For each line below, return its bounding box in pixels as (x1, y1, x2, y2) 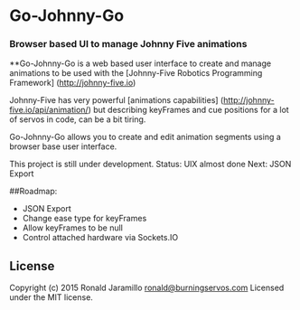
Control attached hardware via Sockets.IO (22, 232, 179, 243)
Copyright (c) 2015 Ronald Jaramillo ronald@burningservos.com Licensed (9, 282, 285, 294)
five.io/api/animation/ (9, 105, 89, 116)
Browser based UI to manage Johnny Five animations (9, 38, 248, 51)
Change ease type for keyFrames (22, 213, 147, 224)
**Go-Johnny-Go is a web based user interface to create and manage (9, 58, 272, 69)
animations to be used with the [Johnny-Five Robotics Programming (9, 68, 263, 79)
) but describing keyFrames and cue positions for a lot (88, 105, 289, 116)
